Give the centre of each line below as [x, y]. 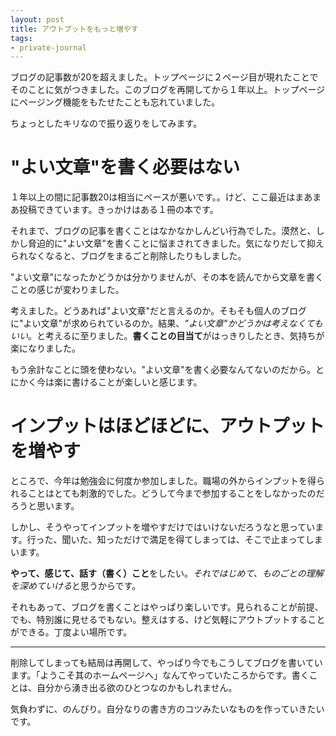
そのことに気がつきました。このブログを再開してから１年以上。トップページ [168, 90]
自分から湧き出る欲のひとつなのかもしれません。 [137, 688]
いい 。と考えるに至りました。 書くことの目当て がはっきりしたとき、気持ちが [167, 336]
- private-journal [48, 47]
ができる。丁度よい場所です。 [71, 632]
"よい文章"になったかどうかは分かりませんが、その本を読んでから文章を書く [167, 277]
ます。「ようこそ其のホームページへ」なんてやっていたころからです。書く [160, 675]
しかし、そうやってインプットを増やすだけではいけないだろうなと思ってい [163, 527]
